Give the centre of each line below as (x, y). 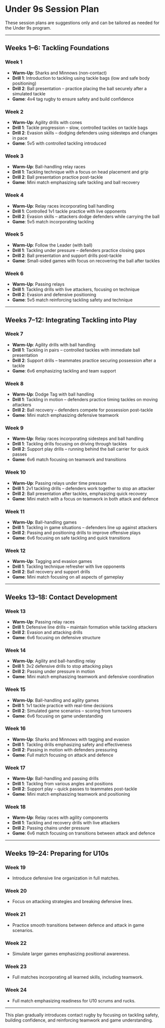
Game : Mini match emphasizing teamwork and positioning (71, 794)
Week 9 (14, 428)
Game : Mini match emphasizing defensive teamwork (65, 415)
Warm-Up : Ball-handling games (44, 522)
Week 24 (16, 990)
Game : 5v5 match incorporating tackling (53, 221)
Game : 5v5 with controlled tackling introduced (59, 143)
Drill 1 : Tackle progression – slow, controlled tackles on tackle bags (80, 127)
